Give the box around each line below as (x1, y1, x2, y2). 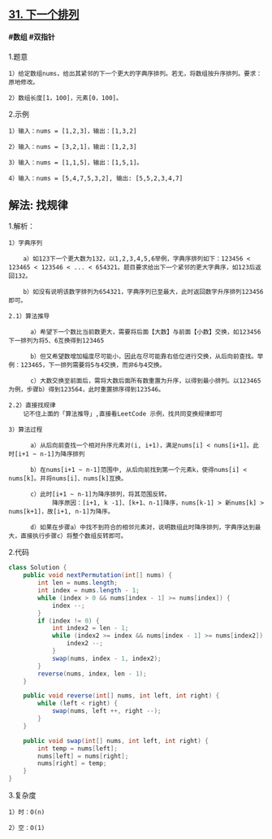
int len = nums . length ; (37, 579, 118, 588)
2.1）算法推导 (8, 312, 50, 321)
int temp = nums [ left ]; (37, 744, 118, 753)
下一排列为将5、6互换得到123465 (8, 337, 105, 345)
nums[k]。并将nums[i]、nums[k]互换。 (8, 474, 127, 483)
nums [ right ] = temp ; (37, 759, 107, 767)
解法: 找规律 (8, 198, 68, 212)
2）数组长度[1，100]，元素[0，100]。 (8, 94, 123, 102)
